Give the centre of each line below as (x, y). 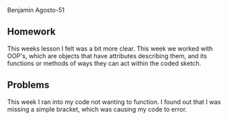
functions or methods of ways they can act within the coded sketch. (104, 63)
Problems (28, 85)
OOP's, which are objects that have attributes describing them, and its (107, 55)
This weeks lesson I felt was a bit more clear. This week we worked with (110, 49)
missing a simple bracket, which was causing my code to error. (97, 109)
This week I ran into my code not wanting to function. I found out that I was (114, 102)
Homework (32, 32)
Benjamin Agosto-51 (36, 10)
